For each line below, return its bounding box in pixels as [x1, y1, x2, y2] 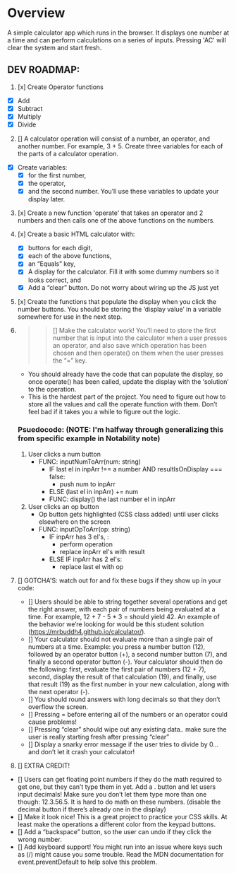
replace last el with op [59, 562, 124, 570]
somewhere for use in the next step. [17, 312, 123, 321]
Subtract [17, 104, 43, 112]
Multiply [17, 112, 42, 121]
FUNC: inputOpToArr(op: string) [38, 525, 130, 533]
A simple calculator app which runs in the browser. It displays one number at [7, 28, 230, 37]
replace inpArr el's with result [59, 547, 145, 556]
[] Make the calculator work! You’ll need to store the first [52, 326, 216, 334]
